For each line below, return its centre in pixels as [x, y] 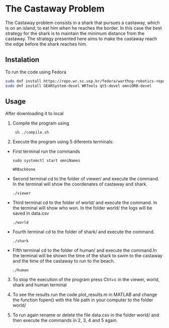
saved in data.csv [31, 213]
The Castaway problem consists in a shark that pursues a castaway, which [82, 23]
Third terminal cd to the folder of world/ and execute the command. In [85, 203]
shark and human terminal [39, 285]
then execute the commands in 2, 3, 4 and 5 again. [65, 320]
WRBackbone [24, 170]
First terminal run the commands [46, 152]
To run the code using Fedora [36, 72]
